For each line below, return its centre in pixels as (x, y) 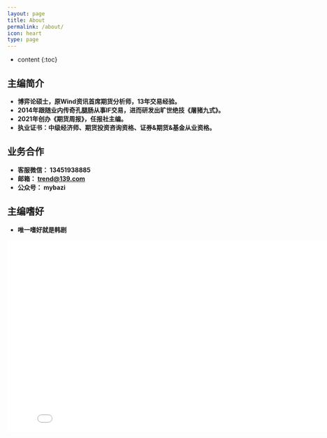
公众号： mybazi (42, 187)
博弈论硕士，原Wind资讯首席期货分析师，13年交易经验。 (99, 101)
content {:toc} (37, 59)
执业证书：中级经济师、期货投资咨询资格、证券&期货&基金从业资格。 (116, 127)
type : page (23, 40)
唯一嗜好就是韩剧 (42, 229)
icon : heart (24, 33)
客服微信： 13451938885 (54, 170)
